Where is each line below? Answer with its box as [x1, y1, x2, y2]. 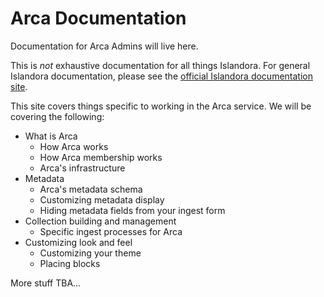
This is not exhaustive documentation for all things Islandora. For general [10, 59, 311, 71]
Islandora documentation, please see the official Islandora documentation [10, 70, 313, 82]
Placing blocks [39, 257, 101, 269]
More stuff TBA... [10, 277, 82, 289]
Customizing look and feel [24, 236, 133, 248]
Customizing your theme [39, 247, 142, 259]
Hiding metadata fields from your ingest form [39, 204, 226, 216]
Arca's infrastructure [39, 162, 126, 174]
